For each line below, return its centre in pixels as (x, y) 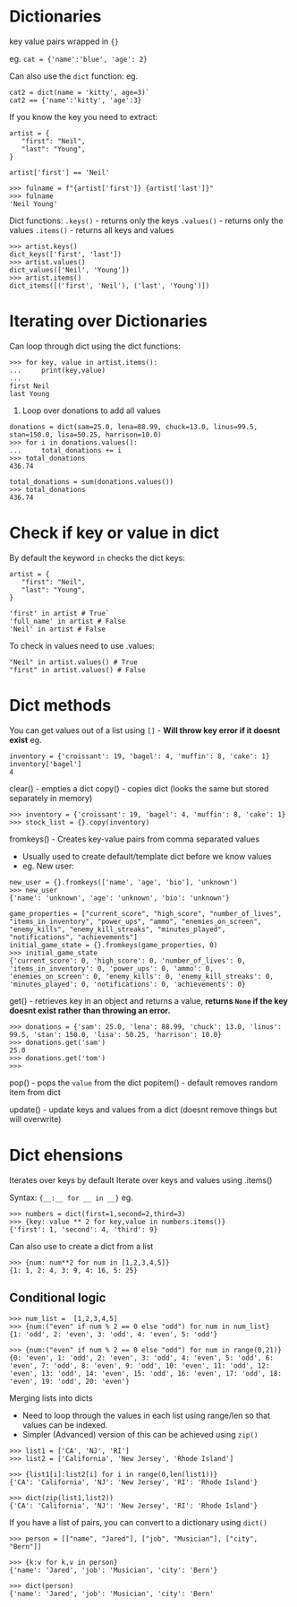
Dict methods (60, 705)
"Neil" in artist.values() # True (74, 662)
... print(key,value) (57, 370)
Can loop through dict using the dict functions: (95, 346)
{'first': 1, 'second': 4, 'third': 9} (84, 1230)
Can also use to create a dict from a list (81, 1246)
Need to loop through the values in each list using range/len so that (146, 1415)
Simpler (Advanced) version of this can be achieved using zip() (140, 1434)
